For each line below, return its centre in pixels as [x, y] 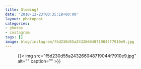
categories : [17, 23]
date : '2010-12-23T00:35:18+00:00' [42, 14]
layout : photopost [24, 19]
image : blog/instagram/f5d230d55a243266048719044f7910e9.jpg [70, 42]
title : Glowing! [22, 10]
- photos [14, 28]
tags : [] [14, 37]
